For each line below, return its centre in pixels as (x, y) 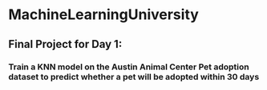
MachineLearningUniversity (103, 15)
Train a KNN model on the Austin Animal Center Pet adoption (129, 67)
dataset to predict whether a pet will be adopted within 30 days (134, 76)
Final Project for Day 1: (65, 44)
